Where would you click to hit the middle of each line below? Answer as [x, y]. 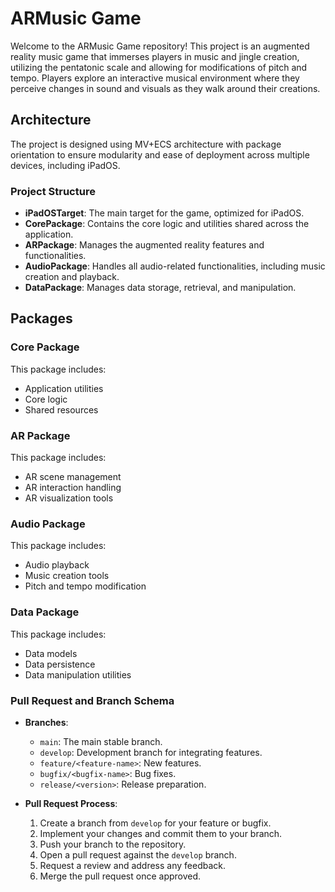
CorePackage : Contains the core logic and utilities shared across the [167, 224]
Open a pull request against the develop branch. [138, 854]
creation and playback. [72, 277]
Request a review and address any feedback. [133, 865]
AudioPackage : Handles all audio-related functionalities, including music [175, 266]
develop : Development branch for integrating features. [151, 752]
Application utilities [64, 388]
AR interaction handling [73, 488]
